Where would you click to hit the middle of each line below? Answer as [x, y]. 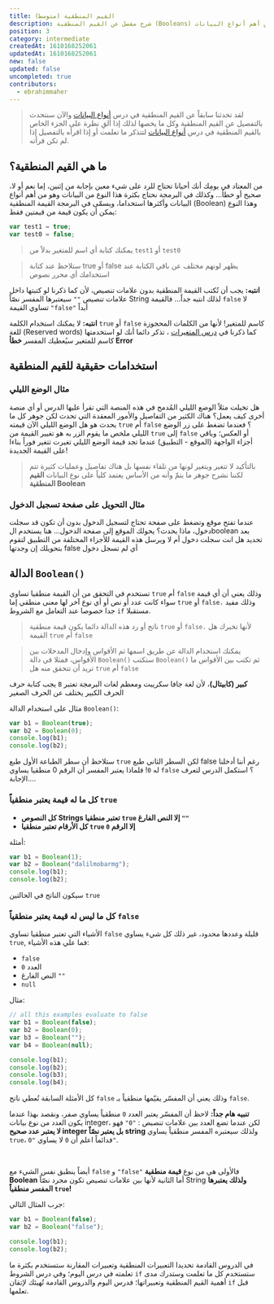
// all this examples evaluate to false [79, 1015]
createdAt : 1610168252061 [53, 46]
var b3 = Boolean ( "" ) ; [48, 1037]
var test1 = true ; [40, 227]
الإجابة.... [23, 779]
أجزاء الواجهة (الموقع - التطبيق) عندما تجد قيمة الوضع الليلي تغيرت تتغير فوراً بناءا [131, 441]
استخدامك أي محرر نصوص [70, 274]
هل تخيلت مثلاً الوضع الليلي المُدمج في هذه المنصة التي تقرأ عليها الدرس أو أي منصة [135, 407]
